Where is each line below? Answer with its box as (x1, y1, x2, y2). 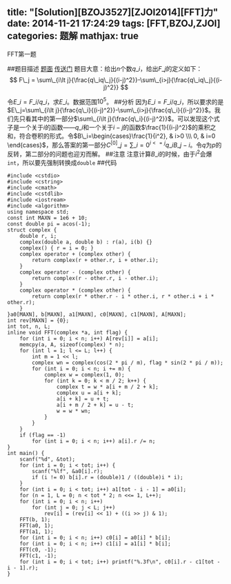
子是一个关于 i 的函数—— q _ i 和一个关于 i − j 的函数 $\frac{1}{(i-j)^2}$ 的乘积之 (7, 123, 217, 132)
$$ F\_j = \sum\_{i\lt (9, 75, 66, 84)
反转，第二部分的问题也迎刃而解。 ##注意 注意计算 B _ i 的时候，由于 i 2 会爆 (7, 149, 212, 158)
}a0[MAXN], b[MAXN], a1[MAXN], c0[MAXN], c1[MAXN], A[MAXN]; (7, 311, 187, 318)
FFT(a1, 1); (19, 528, 54, 535)
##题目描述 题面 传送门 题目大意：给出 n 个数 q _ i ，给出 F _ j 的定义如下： (7, 64, 203, 72)
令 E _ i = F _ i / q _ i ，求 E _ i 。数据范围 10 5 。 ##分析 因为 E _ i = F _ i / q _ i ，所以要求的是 (7, 96, 224, 105)
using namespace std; (7, 208, 70, 215)
